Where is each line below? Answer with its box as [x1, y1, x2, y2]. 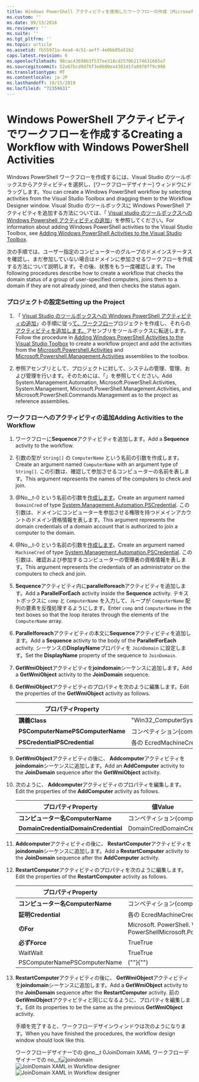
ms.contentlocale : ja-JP [6, 74, 68, 80]
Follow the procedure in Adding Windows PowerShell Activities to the [15, 334, 184, 341]
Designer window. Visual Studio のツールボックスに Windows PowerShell [6, 202, 184, 209]
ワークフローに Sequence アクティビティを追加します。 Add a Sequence [15, 436, 190, 443]
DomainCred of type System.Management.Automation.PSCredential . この [15, 502, 190, 509]
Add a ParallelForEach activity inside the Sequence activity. [25, 590, 172, 597]
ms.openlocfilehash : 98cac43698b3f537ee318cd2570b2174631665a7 [6, 58, 166, 64]
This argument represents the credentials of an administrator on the [25, 564, 190, 571]
